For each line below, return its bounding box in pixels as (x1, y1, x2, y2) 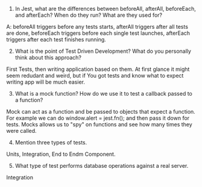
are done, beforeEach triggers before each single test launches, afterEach (6, 29, 191, 37)
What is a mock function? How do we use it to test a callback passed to (14, 90, 193, 97)
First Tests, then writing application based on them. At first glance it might (6, 66, 190, 73)
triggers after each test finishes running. (6, 36, 107, 43)
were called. (6, 127, 37, 134)
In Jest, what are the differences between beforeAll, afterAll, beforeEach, (14, 5, 196, 12)
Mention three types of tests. (14, 139, 87, 146)
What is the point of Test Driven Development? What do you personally (14, 48, 192, 55)
